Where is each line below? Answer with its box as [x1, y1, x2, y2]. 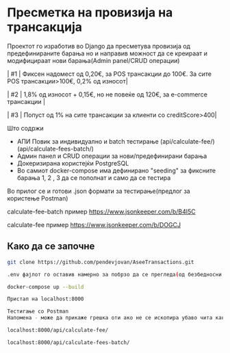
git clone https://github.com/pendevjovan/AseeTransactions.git [7, 259, 194, 265]
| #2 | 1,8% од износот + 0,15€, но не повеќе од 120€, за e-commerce [7, 90, 207, 99]
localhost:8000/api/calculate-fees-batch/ [7, 339, 130, 346]
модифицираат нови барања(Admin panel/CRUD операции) [7, 56, 180, 64]
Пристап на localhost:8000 [7, 296, 84, 302]
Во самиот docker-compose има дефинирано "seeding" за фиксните [16, 166, 216, 174]
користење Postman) [7, 194, 68, 202]
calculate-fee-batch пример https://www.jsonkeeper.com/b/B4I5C [7, 207, 196, 215]
